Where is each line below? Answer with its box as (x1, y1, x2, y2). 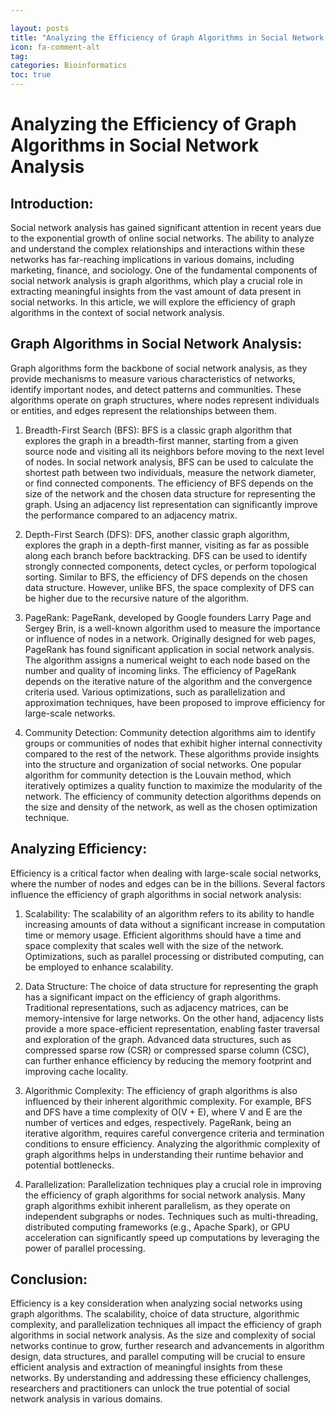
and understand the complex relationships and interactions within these (10, 243, 305, 255)
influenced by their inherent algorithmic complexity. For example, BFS (24, 1095, 312, 1107)
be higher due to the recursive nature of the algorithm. (24, 592, 250, 604)
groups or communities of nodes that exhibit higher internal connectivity (24, 737, 323, 749)
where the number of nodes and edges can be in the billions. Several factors (10, 877, 326, 890)
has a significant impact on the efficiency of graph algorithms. (24, 991, 282, 1003)
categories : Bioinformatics (10, 61, 128, 71)
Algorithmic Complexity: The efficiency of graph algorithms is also (24, 1084, 298, 1096)
